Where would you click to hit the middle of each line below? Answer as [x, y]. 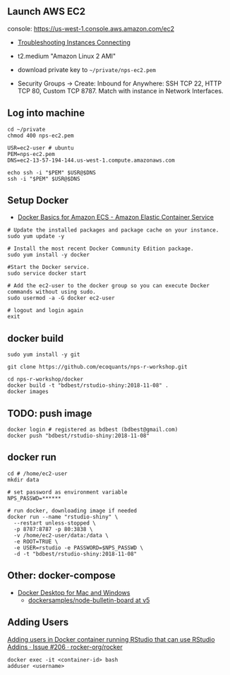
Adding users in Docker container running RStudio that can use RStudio [111, 639]
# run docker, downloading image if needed [72, 510]
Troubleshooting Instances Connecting [74, 42]
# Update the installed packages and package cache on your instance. [113, 230]
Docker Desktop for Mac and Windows [74, 592]
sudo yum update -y [36, 237]
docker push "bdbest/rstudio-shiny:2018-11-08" [79, 436]
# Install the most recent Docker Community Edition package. [101, 249]
